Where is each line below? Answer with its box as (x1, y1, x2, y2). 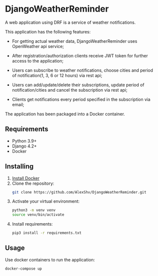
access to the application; (12, 58, 64, 64)
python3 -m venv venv (12, 208, 56, 213)
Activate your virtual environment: (12, 198, 80, 204)
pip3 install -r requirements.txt (12, 230, 82, 236)
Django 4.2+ (12, 143, 37, 149)
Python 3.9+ (12, 138, 37, 144)
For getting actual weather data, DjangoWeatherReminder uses (12, 38, 138, 44)
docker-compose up (5, 266, 42, 271)
